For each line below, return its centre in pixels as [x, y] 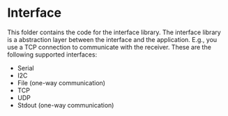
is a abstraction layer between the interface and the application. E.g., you [112, 39]
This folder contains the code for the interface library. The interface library [114, 32]
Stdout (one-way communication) [66, 105]
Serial [25, 68]
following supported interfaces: [52, 55]
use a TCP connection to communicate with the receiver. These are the [109, 47]
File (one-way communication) [61, 82]
